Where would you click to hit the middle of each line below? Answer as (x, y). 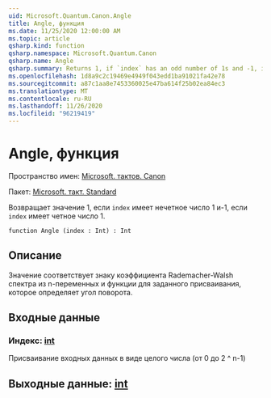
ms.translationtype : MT (48, 91)
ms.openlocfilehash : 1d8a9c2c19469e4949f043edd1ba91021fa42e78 (117, 76)
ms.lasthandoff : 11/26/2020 (56, 106)
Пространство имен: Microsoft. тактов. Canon (87, 176)
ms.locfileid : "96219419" (52, 114)
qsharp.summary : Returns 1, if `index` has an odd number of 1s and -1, (133, 69)
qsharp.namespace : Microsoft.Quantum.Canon (83, 53)
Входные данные (54, 318)
